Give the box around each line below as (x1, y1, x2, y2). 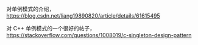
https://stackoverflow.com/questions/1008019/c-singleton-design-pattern (6, 32, 192, 38)
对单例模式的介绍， (6, 5, 55, 12)
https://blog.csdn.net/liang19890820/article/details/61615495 (6, 12, 160, 19)
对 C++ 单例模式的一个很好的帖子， (6, 25, 96, 32)
